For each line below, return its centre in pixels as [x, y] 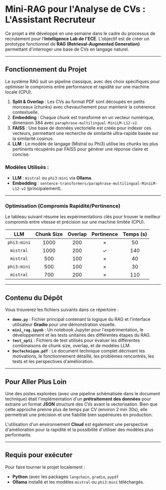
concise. [21, 154]
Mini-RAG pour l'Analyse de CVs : [75, 9]
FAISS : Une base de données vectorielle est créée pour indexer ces [82, 128]
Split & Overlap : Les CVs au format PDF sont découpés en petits [78, 101]
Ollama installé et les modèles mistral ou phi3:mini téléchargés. [78, 482]
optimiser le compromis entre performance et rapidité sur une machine [77, 87]
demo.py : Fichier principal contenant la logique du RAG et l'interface [81, 319]
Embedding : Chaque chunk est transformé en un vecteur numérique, [83, 117]
